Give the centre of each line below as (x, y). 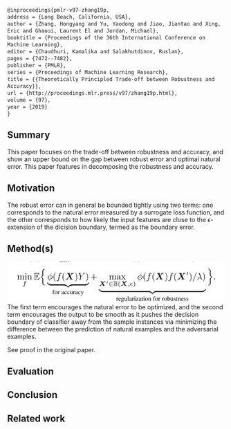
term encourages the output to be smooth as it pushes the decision (103, 314)
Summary (29, 135)
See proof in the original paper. (51, 349)
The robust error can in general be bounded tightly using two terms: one (110, 205)
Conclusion (33, 395)
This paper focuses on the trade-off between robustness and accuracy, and (115, 152)
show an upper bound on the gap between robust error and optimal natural (114, 159)
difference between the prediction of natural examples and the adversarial (113, 329)
